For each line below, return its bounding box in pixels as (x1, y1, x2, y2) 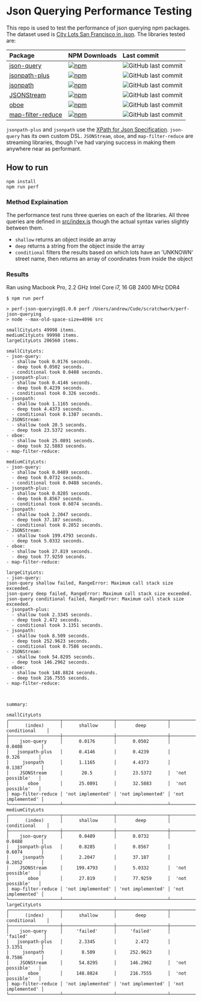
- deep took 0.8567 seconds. (11, 496, 85, 502)
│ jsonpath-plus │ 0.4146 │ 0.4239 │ (6, 749, 171, 755)
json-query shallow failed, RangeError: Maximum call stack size (6, 580, 173, 586)
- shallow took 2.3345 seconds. (11, 612, 93, 618)
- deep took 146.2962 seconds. (11, 659, 90, 665)
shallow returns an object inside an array (14, 236, 116, 243)
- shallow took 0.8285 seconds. (11, 491, 93, 497)
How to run (6, 163, 49, 173)
